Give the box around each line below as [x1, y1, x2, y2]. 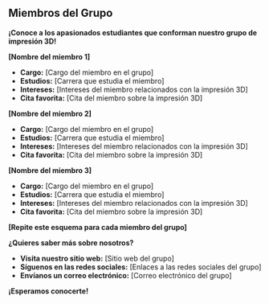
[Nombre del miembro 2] [8, 109, 92, 118]
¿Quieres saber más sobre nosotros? [8, 237, 134, 248]
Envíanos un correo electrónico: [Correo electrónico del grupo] [19, 270, 232, 280]
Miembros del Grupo [8, 6, 113, 20]
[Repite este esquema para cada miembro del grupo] [8, 222, 187, 232]
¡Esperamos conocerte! [8, 286, 89, 296]
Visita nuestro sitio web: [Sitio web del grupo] [19, 253, 175, 263]
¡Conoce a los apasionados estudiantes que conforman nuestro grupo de [8, 27, 258, 37]
